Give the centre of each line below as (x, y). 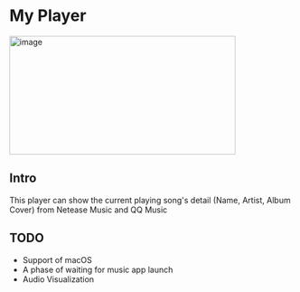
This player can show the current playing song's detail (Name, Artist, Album (150, 200)
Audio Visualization (58, 279)
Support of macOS (57, 259)
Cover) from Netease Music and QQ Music (89, 210)
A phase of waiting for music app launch (98, 269)
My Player (48, 16)
